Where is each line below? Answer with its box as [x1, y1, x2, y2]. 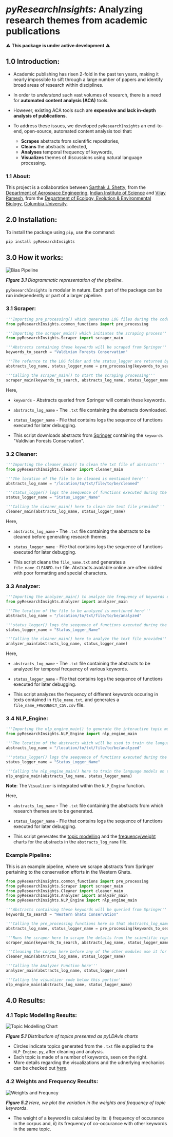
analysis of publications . [13, 112, 67, 119]
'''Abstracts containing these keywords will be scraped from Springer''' [6, 345, 169, 350]
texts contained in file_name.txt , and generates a [13, 697, 120, 703]
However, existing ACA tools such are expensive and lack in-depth [13, 107, 156, 113]
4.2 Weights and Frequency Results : [6, 1078, 99, 1085]
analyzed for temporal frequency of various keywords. [13, 666, 128, 672]
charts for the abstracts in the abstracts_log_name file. [13, 839, 128, 845]
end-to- [147, 122, 164, 129]
